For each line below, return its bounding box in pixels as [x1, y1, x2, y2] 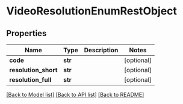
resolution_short [9, 66, 58, 74]
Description [84, 46, 119, 54]
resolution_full [9, 76, 52, 84]
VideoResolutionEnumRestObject [6, 4, 178, 18]
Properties [6, 28, 47, 38]
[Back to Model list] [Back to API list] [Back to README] [6, 91, 144, 98]
